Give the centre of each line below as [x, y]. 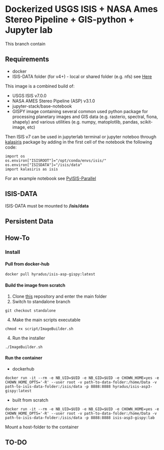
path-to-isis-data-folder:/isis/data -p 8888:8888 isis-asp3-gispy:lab [80, 418]
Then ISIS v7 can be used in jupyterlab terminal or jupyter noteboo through [81, 136]
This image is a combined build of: [40, 86]
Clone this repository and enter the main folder [59, 296]
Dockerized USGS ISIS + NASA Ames [82, 9]
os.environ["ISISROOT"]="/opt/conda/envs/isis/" [56, 161]
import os [15, 156]
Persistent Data [29, 221]
